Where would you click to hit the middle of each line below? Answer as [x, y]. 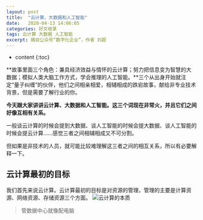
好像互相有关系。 [27, 113]
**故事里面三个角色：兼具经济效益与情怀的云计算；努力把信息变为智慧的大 [99, 70]
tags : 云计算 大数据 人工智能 [40, 34]
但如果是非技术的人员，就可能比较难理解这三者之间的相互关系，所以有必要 [99, 146]
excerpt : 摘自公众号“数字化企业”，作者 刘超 [56, 40]
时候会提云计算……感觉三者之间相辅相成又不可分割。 [72, 133]
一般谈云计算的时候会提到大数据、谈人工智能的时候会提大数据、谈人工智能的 [101, 125]
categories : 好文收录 [32, 29]
